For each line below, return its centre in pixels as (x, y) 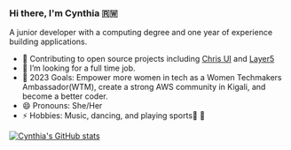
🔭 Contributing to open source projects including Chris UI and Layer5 (148, 59)
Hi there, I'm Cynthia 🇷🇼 (63, 13)
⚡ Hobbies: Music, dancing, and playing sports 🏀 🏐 (114, 116)
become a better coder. (65, 96)
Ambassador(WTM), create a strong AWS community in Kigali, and (144, 87)
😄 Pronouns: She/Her (62, 106)
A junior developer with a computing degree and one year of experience (141, 33)
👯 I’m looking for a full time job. (79, 68)
